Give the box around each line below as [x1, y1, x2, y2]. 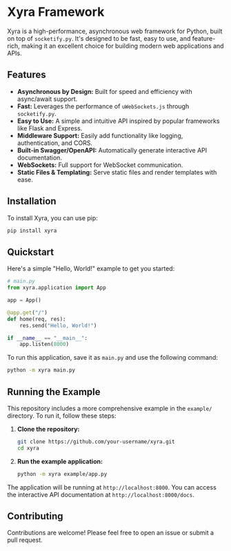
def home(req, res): [7, 316, 67, 322]
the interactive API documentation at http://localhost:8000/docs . [7, 490, 194, 499]
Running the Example [7, 386, 101, 398]
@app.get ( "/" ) [7, 309, 48, 316]
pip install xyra [7, 227, 57, 234]
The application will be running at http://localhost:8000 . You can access [7, 483, 217, 491]
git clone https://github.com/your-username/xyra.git [17, 438, 175, 445]
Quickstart [7, 246, 54, 258]
